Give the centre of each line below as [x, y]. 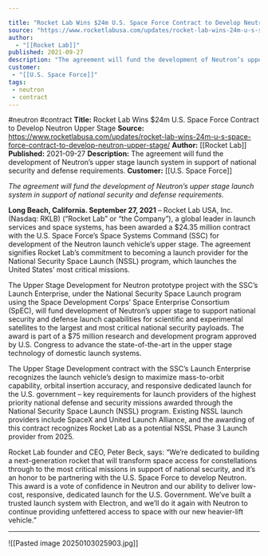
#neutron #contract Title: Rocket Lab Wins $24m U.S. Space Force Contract [134, 120]
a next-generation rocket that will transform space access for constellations [133, 461]
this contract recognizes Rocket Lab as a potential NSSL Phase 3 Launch [128, 428]
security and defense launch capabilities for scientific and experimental [126, 319]
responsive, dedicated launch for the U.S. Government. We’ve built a [139, 495]
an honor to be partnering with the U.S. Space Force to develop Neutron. [128, 478]
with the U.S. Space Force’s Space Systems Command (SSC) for [114, 236]
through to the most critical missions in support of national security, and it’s [132, 470]
